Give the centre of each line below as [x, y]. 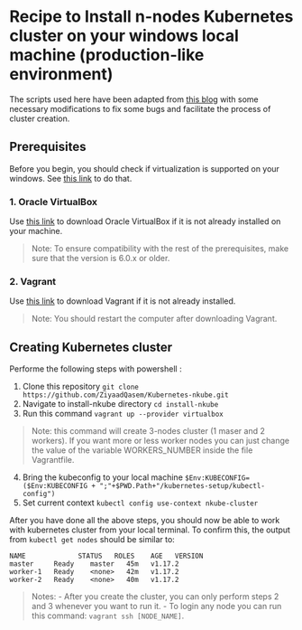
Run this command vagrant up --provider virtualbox [123, 414]
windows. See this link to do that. [71, 178]
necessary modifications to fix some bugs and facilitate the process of [140, 108]
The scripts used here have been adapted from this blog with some [134, 99]
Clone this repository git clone [81, 387]
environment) [61, 75]
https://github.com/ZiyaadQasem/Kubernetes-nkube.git [125, 395]
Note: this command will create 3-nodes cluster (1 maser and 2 [148, 431]
